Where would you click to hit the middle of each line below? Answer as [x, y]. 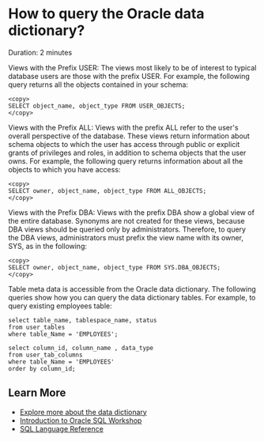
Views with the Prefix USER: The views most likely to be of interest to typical [132, 67]
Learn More [37, 393]
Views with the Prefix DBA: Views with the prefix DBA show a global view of [132, 212]
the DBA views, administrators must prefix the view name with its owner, [126, 237]
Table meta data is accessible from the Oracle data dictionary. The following [132, 288]
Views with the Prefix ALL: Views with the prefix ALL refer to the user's [123, 127]
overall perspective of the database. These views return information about [129, 136]
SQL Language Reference [62, 428]
